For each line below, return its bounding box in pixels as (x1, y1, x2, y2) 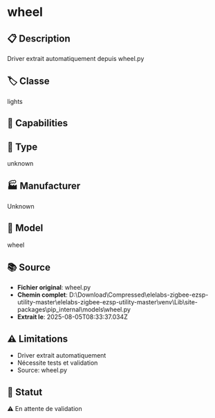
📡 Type (7, 141, 38, 153)
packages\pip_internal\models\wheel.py (17, 306, 131, 314)
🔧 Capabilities (7, 117, 68, 129)
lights (7, 97, 23, 105)
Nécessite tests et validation (17, 358, 98, 367)
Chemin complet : (17, 290, 68, 299)
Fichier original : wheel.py (17, 284, 91, 292)
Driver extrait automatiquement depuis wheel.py (7, 55, 144, 62)
